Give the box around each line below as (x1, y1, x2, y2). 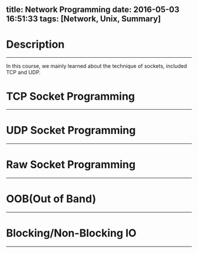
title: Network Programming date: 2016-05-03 (6, 5, 180, 15)
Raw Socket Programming (6, 158, 136, 172)
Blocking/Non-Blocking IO (6, 226, 137, 240)
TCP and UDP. (6, 69, 41, 76)
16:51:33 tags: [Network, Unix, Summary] (6, 14, 161, 24)
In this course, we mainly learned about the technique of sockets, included (6, 63, 187, 70)
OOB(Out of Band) (6, 192, 96, 206)
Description (6, 38, 65, 51)
